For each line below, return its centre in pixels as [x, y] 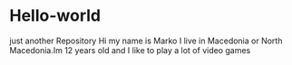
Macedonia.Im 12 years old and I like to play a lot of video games [130, 50]
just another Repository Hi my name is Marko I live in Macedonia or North [146, 41]
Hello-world [55, 16]
